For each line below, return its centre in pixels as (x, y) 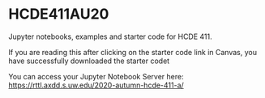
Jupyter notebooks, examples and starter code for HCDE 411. (110, 36)
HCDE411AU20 (59, 14)
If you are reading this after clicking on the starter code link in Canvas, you (133, 52)
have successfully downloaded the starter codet (89, 61)
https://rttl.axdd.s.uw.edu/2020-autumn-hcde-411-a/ (96, 85)
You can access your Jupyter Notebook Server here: (96, 76)
